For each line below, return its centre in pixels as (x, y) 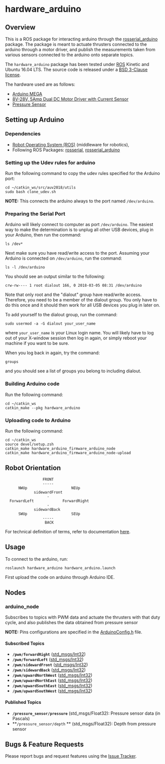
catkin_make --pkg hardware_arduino (43, 408)
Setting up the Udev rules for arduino (50, 163)
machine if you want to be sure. (37, 343)
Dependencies (23, 134)
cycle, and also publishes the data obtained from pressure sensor (72, 623)
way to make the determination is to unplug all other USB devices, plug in (79, 230)
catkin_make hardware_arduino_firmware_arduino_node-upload (68, 453)
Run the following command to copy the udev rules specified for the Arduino (82, 173)
